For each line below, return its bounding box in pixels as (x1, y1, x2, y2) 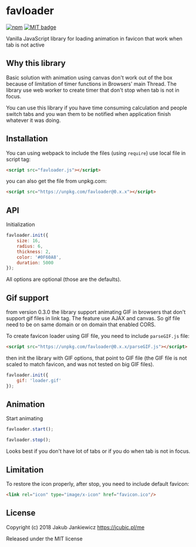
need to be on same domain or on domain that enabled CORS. (6, 321, 156, 328)
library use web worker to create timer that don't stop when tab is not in (6, 87, 180, 94)
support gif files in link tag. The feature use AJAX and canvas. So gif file (6, 315, 180, 322)
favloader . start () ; (6, 426, 54, 432)
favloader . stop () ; (6, 437, 51, 443)
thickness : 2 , (16, 248, 51, 254)
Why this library (6, 58, 66, 68)
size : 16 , (16, 238, 41, 244)
